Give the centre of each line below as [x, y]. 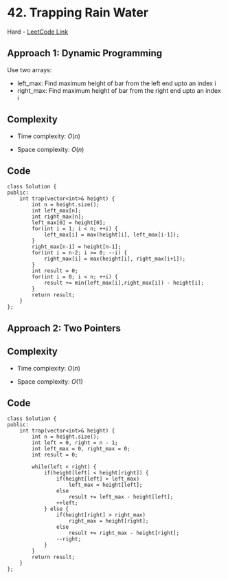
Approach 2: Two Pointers [64, 328]
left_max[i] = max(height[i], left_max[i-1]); [112, 235]
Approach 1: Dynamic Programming [85, 53]
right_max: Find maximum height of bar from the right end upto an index [119, 90]
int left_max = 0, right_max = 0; [81, 449]
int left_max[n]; [56, 211]
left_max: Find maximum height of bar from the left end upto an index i [116, 83]
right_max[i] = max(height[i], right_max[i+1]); [115, 259]
